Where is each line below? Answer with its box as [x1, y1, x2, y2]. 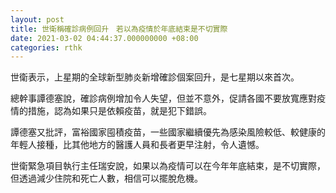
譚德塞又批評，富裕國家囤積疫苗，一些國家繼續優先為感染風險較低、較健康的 [10, 126, 326, 138]
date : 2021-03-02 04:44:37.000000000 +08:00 [10, 33, 199, 43]
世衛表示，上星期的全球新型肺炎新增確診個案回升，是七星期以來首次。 [10, 71, 300, 83]
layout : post [10, 14, 65, 25]
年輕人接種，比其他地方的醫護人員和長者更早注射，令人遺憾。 [10, 139, 265, 151]
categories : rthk [10, 42, 83, 53]
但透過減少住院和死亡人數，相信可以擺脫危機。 [10, 172, 203, 185]
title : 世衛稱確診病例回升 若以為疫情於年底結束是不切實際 [10, 24, 228, 34]
